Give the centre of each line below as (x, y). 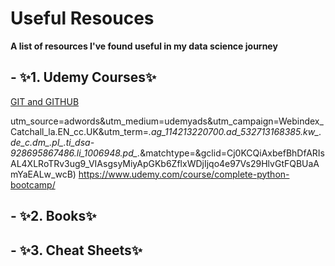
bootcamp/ (33, 184)
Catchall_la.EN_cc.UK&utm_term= (79, 131)
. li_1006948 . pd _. (107, 153)
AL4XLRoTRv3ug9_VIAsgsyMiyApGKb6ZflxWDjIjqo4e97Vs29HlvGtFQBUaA (165, 163)
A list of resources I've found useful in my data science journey (144, 46)
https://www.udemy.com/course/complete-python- (184, 174)
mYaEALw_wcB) (43, 174)
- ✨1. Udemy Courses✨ (83, 77)
